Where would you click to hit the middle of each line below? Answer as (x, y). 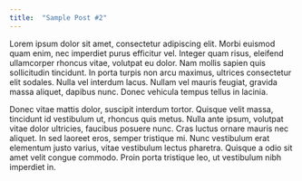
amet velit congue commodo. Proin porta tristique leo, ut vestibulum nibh (146, 157)
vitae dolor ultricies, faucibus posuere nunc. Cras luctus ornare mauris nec (149, 129)
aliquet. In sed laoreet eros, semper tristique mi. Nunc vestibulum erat (140, 138)
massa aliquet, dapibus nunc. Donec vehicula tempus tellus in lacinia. (139, 91)
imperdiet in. (33, 167)
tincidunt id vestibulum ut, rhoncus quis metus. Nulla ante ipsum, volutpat (146, 119)
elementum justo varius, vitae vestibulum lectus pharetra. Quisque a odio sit (151, 148)
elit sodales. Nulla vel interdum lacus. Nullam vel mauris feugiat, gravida (144, 81)
